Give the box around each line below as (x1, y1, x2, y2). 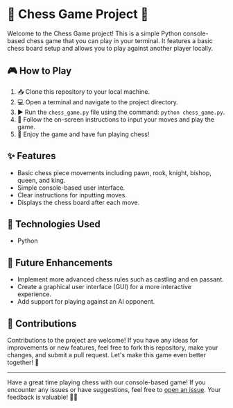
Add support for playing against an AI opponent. (17, 297, 155, 306)
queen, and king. (17, 176, 66, 184)
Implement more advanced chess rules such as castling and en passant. (17, 275, 224, 284)
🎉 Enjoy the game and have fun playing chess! (17, 130, 150, 138)
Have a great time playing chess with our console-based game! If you (7, 378, 206, 386)
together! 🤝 (7, 358, 40, 366)
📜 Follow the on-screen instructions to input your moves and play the (17, 115, 215, 124)
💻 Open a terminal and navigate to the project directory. (17, 97, 179, 106)
